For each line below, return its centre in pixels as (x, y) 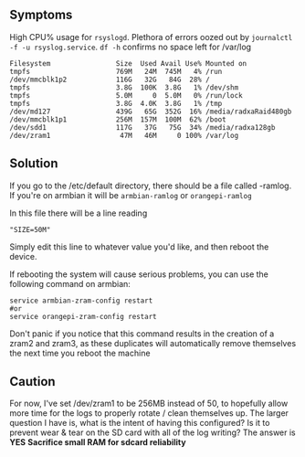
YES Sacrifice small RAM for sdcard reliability (98, 442)
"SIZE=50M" (30, 229)
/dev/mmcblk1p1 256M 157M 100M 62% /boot (118, 119)
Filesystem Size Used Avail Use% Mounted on (128, 63)
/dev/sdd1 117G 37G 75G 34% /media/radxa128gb (142, 127)
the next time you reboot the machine (80, 353)
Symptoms (41, 15)
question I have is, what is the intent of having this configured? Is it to (140, 423)
